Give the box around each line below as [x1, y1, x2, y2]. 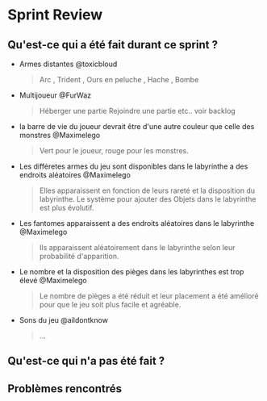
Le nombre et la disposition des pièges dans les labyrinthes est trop [19, 267, 244, 276]
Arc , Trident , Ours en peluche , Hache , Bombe [39, 75, 199, 84]
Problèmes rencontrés [7, 382, 123, 395]
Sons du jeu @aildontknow [19, 315, 108, 324]
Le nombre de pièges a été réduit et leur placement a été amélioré [39, 291, 259, 300]
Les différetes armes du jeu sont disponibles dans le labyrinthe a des [19, 161, 248, 171]
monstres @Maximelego [19, 131, 101, 140]
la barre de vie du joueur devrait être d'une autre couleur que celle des [19, 122, 255, 131]
